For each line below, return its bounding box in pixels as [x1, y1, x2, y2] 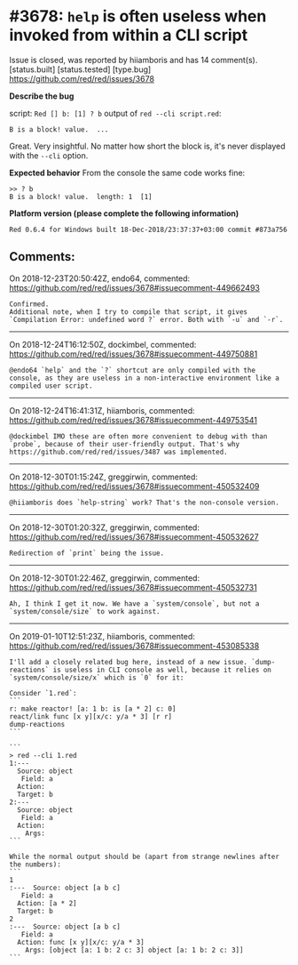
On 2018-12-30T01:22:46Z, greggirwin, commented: [9, 572, 200, 583]
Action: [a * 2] [17, 898, 77, 908]
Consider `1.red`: [9, 688, 77, 697]
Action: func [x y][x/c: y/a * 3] [17, 937, 145, 946]
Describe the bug [9, 91, 74, 101]
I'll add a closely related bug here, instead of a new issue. [9, 657, 248, 666]
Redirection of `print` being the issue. [9, 549, 165, 558]
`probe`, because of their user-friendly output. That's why [9, 439, 240, 448]
